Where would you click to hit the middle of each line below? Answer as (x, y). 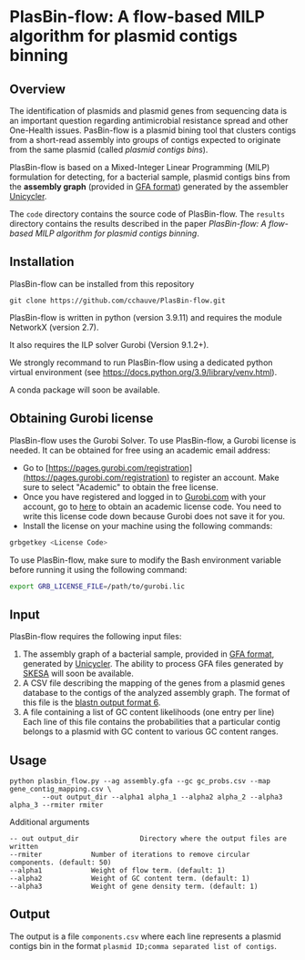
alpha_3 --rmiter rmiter (56, 805)
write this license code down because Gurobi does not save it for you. (153, 516)
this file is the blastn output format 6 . (91, 702)
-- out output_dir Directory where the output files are (148, 839)
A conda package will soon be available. (85, 390)
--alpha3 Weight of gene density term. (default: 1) (134, 886)
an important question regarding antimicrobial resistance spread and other (149, 121)
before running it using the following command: (98, 569)
